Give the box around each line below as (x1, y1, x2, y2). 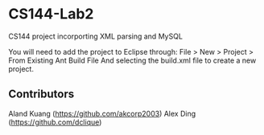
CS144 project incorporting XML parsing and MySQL (8, 31, 184, 41)
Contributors (8, 88, 75, 101)
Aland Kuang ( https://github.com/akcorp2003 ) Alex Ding (8, 108, 196, 118)
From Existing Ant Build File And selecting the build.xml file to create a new (8, 55, 257, 65)
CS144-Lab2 (8, 5, 94, 23)
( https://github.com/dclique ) (8, 117, 102, 127)
